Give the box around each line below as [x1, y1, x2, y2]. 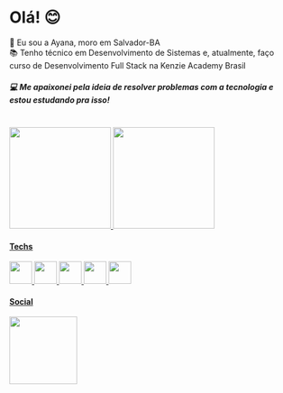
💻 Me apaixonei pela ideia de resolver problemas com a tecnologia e [9, 81, 274, 92]
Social [9, 296, 33, 306]
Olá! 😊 [9, 7, 61, 28]
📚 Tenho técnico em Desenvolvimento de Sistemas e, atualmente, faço [9, 47, 275, 58]
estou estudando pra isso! [9, 94, 110, 105]
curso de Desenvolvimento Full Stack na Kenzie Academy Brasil [9, 59, 246, 70]
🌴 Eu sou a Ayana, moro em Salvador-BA [9, 37, 160, 48]
